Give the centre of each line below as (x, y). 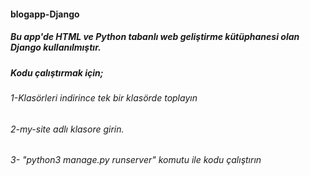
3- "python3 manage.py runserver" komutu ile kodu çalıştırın (136, 160)
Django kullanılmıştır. (56, 47)
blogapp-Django (45, 14)
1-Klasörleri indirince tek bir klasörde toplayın (104, 97)
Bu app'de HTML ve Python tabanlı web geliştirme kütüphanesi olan (155, 37)
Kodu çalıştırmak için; (57, 72)
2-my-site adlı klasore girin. (67, 129)
